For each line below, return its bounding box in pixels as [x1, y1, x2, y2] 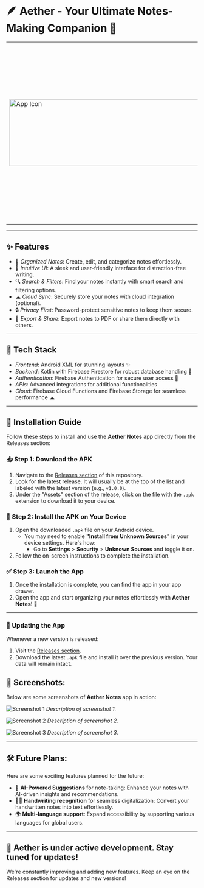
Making [6, 21, 46, 35]
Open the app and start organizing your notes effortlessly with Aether [15, 594, 190, 601]
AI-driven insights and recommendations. [15, 791, 119, 798]
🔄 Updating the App [6, 621, 66, 630]
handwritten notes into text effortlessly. [15, 803, 114, 811]
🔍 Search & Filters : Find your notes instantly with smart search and [15, 278, 184, 285]
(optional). [15, 299, 41, 307]
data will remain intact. [15, 660, 72, 667]
